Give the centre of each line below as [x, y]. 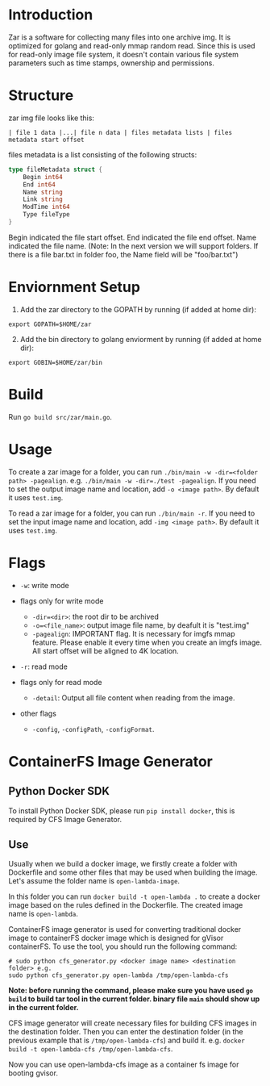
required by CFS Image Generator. [65, 819]
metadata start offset [46, 140]
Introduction [51, 15]
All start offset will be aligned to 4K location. [105, 650]
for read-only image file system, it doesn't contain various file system [124, 54]
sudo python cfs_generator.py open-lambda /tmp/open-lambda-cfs [118, 975]
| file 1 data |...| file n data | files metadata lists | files [120, 132]
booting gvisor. [33, 1073]
